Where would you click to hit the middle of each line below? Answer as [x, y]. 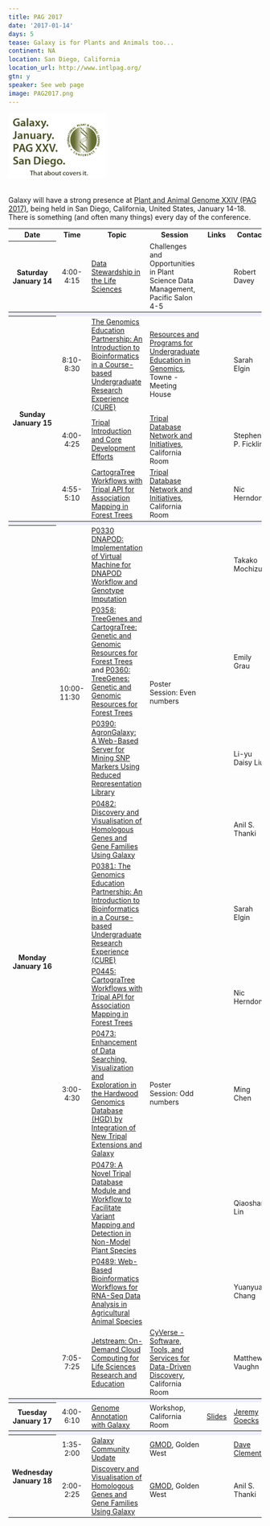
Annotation [109, 1416]
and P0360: [111, 670]
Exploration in [114, 1085]
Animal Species [117, 1321]
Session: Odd [172, 1094]
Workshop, [168, 1408]
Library [103, 792]
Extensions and [117, 1145]
